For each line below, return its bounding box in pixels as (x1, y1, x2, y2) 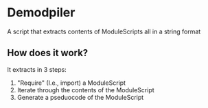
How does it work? (7, 47, 89, 59)
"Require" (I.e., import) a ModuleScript (16, 79, 126, 87)
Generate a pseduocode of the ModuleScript (16, 93, 144, 101)
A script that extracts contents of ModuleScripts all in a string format (7, 27, 201, 36)
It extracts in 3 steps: (7, 65, 67, 73)
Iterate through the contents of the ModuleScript (16, 85, 154, 94)
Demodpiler (7, 5, 76, 21)
